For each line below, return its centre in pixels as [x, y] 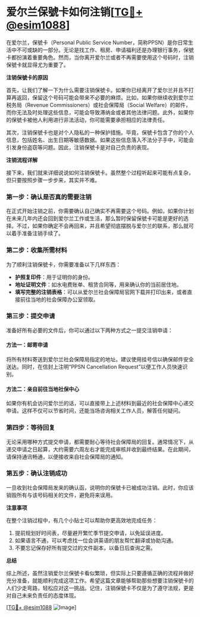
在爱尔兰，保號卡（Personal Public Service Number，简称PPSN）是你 [92, 42]
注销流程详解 [22, 160]
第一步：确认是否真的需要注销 [49, 197]
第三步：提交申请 [31, 316]
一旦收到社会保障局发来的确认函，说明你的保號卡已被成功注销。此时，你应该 [100, 487]
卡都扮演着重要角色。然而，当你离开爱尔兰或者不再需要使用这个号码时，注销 [100, 57]
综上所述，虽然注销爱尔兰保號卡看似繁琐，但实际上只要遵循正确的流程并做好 [100, 573]
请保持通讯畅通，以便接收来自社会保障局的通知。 [66, 456]
